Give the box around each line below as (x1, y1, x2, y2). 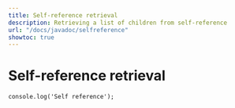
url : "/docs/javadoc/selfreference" (8, 26, 129, 34)
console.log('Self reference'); (8, 93, 114, 101)
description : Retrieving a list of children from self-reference (8, 19, 227, 27)
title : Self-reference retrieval (8, 11, 118, 20)
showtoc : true (8, 33, 55, 41)
